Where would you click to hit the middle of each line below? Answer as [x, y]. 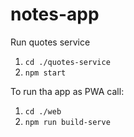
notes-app [55, 14]
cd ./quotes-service [67, 62]
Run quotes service [50, 42]
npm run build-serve [67, 122]
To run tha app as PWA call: [67, 91]
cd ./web [43, 111]
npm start [45, 73]
